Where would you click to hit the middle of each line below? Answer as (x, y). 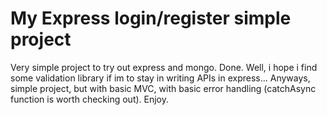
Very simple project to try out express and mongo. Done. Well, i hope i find (164, 67)
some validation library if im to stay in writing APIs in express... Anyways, (160, 78)
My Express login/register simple (151, 18)
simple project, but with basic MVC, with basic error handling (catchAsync (163, 88)
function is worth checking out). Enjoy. (90, 99)
